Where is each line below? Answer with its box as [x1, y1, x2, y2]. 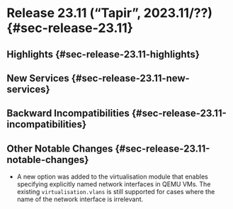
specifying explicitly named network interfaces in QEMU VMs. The [16, 180, 211, 188]
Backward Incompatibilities [6, 108, 130, 120]
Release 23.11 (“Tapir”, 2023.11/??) [6, 5, 213, 21]
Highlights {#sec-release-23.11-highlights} [6, 48, 200, 60]
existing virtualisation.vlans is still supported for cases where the [16, 188, 215, 196]
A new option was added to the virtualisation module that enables [16, 172, 208, 181]
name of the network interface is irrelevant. [16, 195, 143, 203]
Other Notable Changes [6, 142, 113, 154]
